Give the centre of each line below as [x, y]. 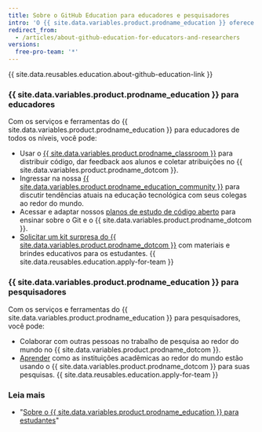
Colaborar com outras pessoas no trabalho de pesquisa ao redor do [129, 341]
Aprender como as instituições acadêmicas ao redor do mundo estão [131, 357]
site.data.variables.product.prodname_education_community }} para [130, 187]
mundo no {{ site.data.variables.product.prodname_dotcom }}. [120, 350]
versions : [24, 45]
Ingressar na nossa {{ [54, 178]
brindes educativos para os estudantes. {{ [87, 254]
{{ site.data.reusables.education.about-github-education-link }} [111, 74]
